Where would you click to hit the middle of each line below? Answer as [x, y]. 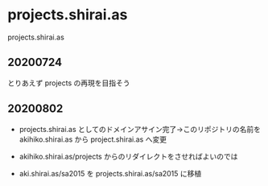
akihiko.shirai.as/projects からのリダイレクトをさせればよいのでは [128, 156]
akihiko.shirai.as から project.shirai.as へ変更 [93, 139]
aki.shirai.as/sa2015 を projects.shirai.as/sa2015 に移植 [110, 173]
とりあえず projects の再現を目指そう [69, 83]
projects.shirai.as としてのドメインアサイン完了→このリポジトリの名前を [140, 129]
